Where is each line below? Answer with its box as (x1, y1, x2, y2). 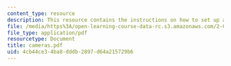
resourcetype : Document (7, 36, 76, 43)
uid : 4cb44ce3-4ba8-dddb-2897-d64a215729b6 (7, 49, 134, 56)
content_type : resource (7, 10, 76, 17)
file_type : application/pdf (7, 29, 88, 36)
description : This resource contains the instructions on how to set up (7, 16, 220, 23)
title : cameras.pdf (7, 42, 63, 49)
